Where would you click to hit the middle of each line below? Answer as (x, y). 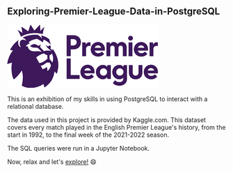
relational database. (35, 106)
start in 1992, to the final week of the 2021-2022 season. (88, 135)
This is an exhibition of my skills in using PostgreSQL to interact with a (107, 99)
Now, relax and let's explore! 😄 (52, 161)
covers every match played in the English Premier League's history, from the (116, 127)
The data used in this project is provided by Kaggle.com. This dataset (107, 120)
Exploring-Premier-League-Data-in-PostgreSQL (114, 12)
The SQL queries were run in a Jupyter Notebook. (78, 148)
